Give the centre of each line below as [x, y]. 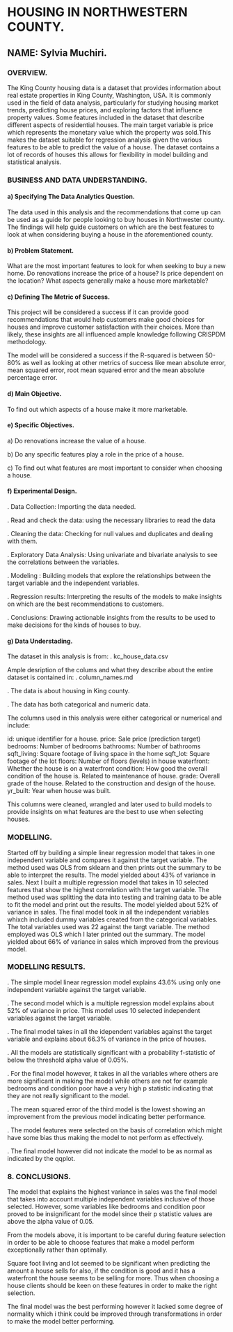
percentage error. [32, 378]
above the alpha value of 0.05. [51, 1222]
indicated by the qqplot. [41, 1158]
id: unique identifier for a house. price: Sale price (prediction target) [104, 739]
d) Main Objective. [34, 394]
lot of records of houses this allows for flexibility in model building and [108, 154]
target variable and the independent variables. [73, 583]
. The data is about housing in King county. [69, 691]
